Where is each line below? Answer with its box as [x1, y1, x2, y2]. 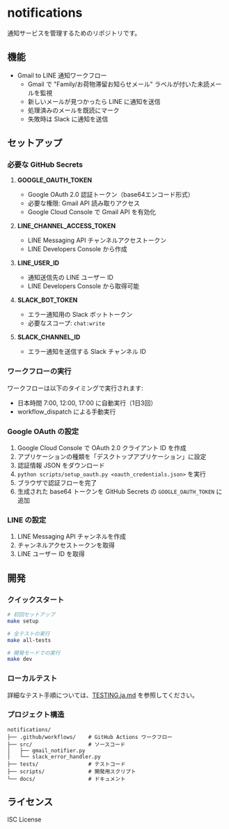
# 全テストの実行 [7, 630, 50, 637]
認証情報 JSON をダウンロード [17, 461, 105, 470]
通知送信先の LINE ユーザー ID [27, 274, 113, 282]
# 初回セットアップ [7, 611, 56, 618]
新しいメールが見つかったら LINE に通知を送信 [27, 97, 161, 105]
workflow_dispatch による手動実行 [17, 407, 116, 416]
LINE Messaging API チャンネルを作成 [17, 532, 127, 541]
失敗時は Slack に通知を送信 [27, 114, 109, 123]
